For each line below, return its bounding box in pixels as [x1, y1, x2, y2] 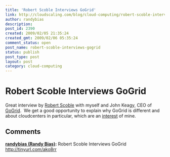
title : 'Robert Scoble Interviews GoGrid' [5, 7, 96, 13]
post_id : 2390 [5, 26, 35, 31]
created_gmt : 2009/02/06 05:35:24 [5, 36, 78, 41]
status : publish [5, 49, 39, 55]
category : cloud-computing [5, 64, 62, 69]
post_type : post [5, 54, 39, 60]
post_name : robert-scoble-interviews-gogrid [5, 45, 101, 50]
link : [5, 12, 17, 17]
